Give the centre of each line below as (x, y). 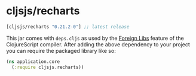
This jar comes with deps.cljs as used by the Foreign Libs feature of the (95, 38)
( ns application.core (33, 61)
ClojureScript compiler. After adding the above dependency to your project (98, 44)
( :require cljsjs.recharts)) (48, 67)
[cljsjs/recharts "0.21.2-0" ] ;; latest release (68, 27)
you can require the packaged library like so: (61, 50)
